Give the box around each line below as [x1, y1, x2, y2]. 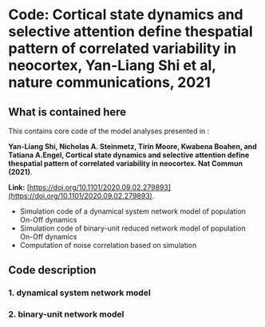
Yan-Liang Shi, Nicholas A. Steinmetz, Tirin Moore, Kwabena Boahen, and [8, 142, 257, 151]
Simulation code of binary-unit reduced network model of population [19, 223, 246, 233]
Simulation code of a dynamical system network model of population [19, 207, 246, 216]
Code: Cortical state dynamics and [8, 6, 243, 24]
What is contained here [8, 105, 127, 119]
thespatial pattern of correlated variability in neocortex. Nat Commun [8, 159, 243, 168]
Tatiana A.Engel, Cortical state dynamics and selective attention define [8, 150, 250, 160]
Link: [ [8, 183, 30, 192]
